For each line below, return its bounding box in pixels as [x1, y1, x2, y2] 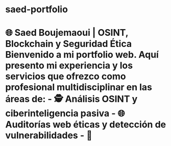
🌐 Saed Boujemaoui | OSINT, [5, 27, 129, 39]
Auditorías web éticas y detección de [5, 119, 166, 131]
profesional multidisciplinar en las [5, 82, 152, 93]
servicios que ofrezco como [5, 70, 126, 82]
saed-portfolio [5, 4, 68, 15]
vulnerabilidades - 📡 [5, 130, 93, 141]
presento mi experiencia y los [5, 60, 133, 71]
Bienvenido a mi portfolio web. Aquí [5, 49, 159, 61]
